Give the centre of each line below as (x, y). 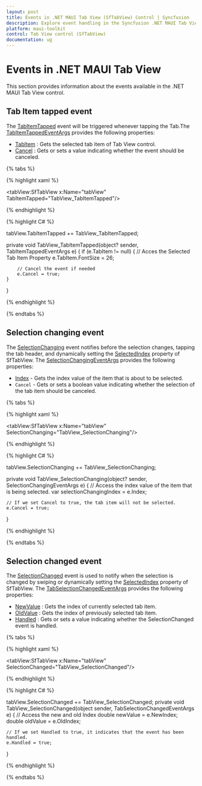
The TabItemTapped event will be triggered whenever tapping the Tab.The (98, 126)
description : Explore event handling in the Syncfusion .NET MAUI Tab (96, 23)
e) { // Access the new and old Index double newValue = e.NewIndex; (92, 715)
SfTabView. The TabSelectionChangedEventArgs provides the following (95, 589)
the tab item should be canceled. (56, 391)
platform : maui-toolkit (36, 29)
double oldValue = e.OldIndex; (44, 721)
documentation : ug (29, 40)
